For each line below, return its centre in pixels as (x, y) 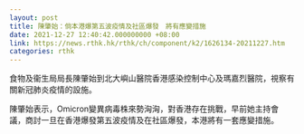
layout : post (34, 18)
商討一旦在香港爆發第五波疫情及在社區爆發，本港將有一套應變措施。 (152, 120)
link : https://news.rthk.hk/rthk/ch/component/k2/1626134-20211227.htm (147, 43)
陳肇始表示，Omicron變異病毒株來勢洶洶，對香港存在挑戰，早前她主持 (140, 109)
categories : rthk (42, 52)
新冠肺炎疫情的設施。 (57, 90)
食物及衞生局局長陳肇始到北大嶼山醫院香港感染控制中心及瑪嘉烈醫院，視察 (148, 79)
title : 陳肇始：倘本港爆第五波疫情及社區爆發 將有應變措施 (108, 26)
